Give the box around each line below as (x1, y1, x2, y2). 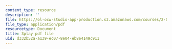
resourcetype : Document (5, 27, 56, 32)
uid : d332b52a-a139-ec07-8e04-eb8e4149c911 (5, 36, 100, 41)
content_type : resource (5, 7, 56, 13)
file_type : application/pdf (5, 21, 66, 27)
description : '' (5, 12, 40, 17)
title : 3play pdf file (5, 31, 54, 36)
